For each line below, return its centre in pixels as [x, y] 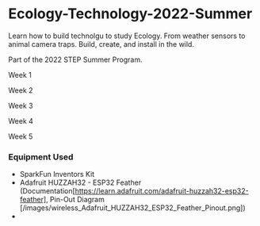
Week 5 [21, 136]
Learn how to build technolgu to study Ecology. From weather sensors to [127, 36]
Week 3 [21, 105]
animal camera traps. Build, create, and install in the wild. [101, 44]
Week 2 [21, 90]
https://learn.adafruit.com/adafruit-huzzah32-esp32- [162, 191]
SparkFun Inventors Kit [57, 174]
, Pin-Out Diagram [75, 200]
